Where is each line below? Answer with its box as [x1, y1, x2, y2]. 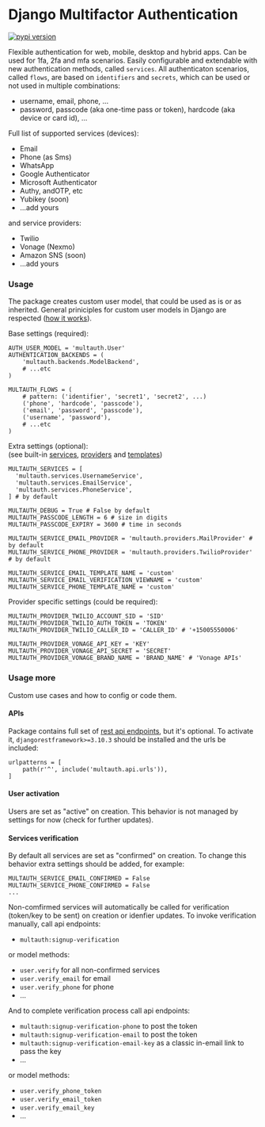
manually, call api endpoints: [8, 919, 101, 929]
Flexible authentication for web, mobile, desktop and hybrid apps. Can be [8, 47, 248, 56]
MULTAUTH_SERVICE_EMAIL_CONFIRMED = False [8, 875, 150, 883]
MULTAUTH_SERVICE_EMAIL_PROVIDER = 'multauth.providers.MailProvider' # [8, 535, 253, 542]
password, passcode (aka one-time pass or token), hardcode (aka [19, 105, 236, 114]
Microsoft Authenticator [19, 177, 97, 187]
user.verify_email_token [19, 1096, 102, 1104]
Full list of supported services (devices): [8, 128, 139, 138]
